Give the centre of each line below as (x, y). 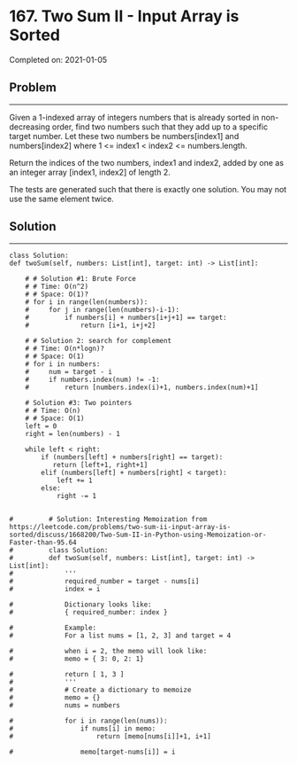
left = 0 (41, 426)
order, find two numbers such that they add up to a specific (160, 127)
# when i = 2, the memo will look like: (108, 651)
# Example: (53, 628)
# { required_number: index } (88, 612)
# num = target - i (69, 371)
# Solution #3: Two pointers (79, 402)
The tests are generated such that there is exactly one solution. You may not (148, 189)
